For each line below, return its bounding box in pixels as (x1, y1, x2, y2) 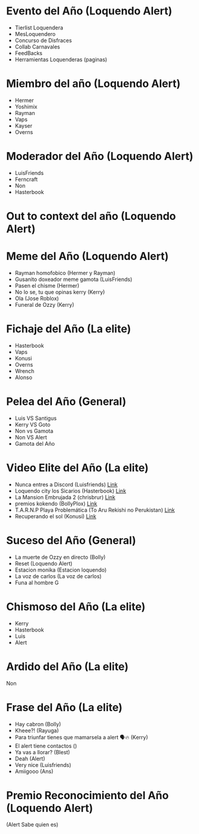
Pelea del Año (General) (6, 395, 127, 409)
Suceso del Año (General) (6, 533, 136, 547)
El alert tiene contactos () (14, 742, 78, 750)
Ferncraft (14, 176, 38, 183)
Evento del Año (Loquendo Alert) (6, 4, 173, 18)
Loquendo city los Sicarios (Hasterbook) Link (14, 487, 127, 494)
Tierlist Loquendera (14, 24, 64, 31)
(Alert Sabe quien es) (6, 821, 59, 828)
